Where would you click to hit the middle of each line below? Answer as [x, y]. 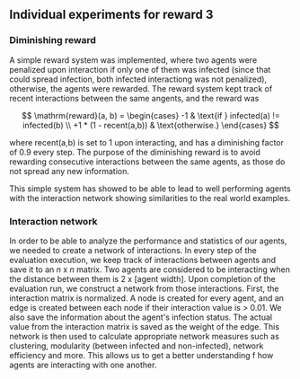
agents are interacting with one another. [83, 365]
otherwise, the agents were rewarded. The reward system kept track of [141, 88]
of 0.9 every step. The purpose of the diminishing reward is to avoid [135, 152]
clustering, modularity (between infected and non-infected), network [137, 346]
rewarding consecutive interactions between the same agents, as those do [147, 162]
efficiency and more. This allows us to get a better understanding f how [141, 355]
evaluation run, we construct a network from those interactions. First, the [145, 288]
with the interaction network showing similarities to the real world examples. [150, 198]
